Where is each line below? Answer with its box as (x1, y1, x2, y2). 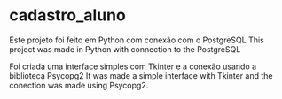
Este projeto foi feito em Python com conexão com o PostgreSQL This (9, 34, 264, 45)
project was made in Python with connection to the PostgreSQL (9, 43, 241, 54)
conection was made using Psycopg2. (9, 80, 149, 90)
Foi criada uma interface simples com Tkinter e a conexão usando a (9, 61, 257, 72)
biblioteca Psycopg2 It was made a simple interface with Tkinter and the (9, 70, 273, 80)
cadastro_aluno (9, 5, 126, 26)
